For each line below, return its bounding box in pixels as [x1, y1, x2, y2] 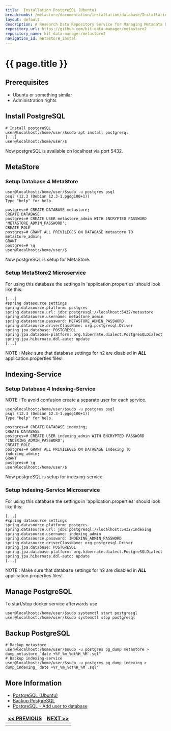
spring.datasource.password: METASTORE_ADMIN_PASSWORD [5, 319, 124, 324]
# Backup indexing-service [5, 656, 63, 661]
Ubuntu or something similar [12, 91, 72, 98]
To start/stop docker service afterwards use [5, 601, 98, 607]
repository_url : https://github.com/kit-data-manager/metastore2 [5, 27, 147, 32]
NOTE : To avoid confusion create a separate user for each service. [5, 397, 147, 403]
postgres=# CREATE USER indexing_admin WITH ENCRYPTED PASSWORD [5, 433, 145, 439]
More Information [5, 678, 62, 687]
